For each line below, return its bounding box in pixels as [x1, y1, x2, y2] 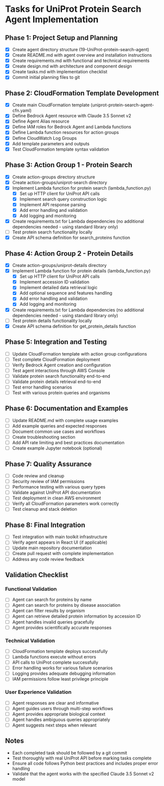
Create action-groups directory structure [12, 174, 95, 180]
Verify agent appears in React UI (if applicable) [12, 539, 107, 545]
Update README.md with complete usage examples [12, 417, 119, 423]
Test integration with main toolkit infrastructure [12, 534, 107, 540]
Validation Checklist [5, 570, 68, 579]
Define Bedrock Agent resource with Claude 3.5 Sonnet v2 [12, 113, 131, 119]
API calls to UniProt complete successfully [12, 659, 98, 665]
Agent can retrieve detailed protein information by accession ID [12, 613, 141, 619]
